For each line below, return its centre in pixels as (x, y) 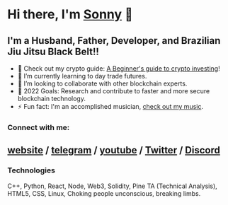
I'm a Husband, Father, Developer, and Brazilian (114, 41)
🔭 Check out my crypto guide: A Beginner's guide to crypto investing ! (119, 69)
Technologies (31, 170)
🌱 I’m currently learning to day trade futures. (82, 76)
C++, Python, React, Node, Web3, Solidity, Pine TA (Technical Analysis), (112, 186)
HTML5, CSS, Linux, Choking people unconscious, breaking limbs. (104, 193)
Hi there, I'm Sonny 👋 (70, 14)
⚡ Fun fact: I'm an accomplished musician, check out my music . (110, 106)
